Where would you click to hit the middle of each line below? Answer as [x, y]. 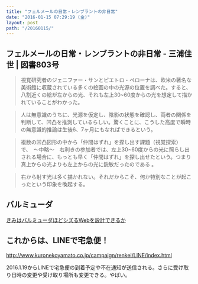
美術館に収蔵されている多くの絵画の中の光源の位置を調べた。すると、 [106, 88]
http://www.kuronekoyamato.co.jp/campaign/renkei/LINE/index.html [89, 255]
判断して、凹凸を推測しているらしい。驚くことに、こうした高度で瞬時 [106, 122]
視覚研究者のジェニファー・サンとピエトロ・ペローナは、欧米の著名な [106, 80]
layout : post [22, 22]
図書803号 [40, 65]
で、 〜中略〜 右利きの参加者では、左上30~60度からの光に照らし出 [105, 150]
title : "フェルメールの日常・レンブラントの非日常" [62, 12]
